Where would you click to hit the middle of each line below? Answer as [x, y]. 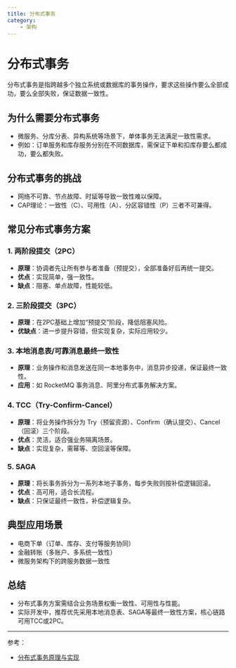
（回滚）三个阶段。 [45, 431]
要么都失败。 [48, 154]
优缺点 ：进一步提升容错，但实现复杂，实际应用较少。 [94, 331]
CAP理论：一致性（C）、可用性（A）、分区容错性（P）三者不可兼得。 [116, 205]
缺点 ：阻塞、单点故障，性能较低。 [67, 285]
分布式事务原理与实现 [48, 657]
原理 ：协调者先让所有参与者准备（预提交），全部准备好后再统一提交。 [117, 267]
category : [22, 20]
